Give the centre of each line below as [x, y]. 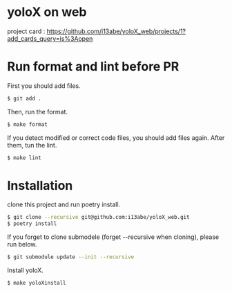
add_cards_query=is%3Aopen [50, 38]
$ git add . [24, 98]
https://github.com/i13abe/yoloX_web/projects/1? [116, 31]
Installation [40, 185]
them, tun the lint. [32, 145]
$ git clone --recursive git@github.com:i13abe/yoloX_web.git [98, 217]
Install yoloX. [25, 270]
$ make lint [24, 158]
